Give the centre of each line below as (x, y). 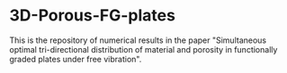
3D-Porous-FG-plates (92, 16)
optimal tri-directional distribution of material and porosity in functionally (143, 49)
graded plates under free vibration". (76, 59)
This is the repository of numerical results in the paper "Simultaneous (138, 40)
